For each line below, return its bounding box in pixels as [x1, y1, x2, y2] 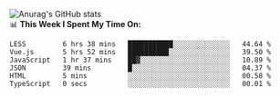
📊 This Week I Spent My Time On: [9, 19, 141, 29]
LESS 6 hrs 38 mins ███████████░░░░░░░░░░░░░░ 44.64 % [9, 40, 272, 49]
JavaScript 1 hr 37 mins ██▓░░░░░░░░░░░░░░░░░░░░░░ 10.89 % [9, 55, 272, 64]
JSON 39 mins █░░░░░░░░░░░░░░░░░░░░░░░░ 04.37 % [9, 63, 272, 73]
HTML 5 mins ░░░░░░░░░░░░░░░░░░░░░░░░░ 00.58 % [9, 72, 272, 81]
